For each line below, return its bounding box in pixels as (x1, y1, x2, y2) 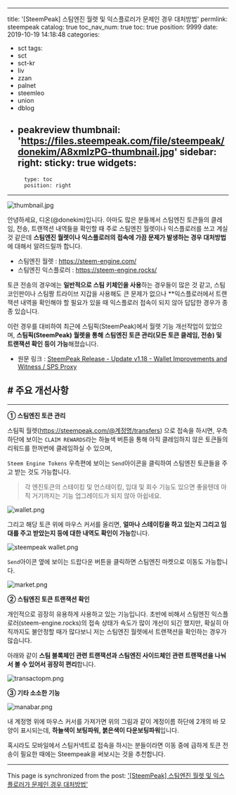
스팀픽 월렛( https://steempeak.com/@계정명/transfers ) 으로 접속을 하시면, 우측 (7, 426, 228, 434)
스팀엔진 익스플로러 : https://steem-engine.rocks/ (17, 265, 157, 274)
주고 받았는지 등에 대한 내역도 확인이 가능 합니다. (20, 529, 150, 537)
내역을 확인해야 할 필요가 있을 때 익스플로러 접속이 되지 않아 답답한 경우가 (20, 298, 221, 306)
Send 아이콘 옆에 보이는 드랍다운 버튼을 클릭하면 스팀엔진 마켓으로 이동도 (7, 557, 204, 565)
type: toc (24, 175, 53, 183)
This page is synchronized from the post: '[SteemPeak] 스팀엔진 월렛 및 (7, 771, 212, 780)
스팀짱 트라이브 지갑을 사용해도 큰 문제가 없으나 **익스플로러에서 (37, 289, 214, 298)
